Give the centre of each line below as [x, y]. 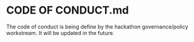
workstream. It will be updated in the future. [60, 33]
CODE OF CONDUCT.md [68, 10]
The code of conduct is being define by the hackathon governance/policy [97, 27]
